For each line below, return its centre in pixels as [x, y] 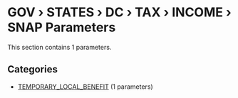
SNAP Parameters [62, 27]
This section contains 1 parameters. [59, 47]
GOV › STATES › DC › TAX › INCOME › [119, 12]
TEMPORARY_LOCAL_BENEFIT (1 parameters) [85, 87]
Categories [33, 69]
